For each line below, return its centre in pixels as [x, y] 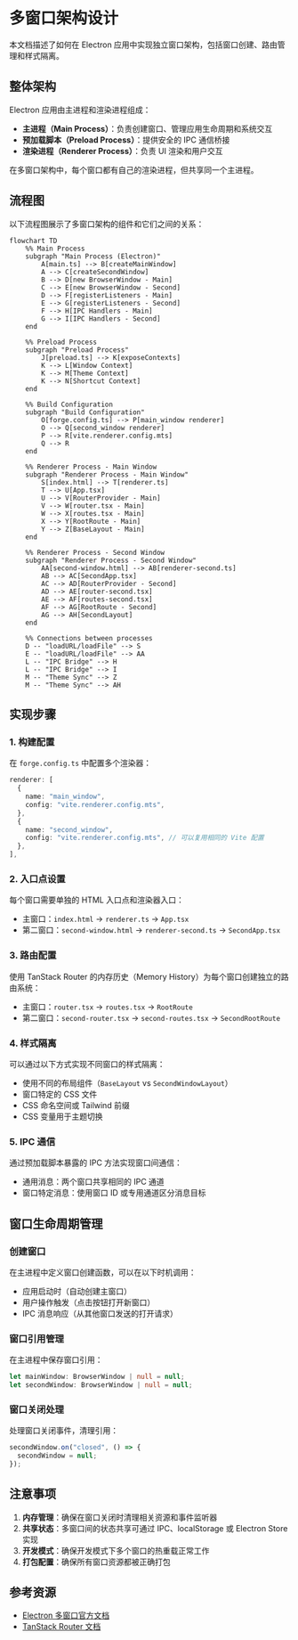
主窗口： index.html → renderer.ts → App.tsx [105, 919]
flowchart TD [33, 241]
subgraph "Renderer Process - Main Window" [107, 474]
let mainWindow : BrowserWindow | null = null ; [97, 1377]
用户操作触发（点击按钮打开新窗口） [89, 1302]
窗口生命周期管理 [56, 1224]
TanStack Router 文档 [61, 1627]
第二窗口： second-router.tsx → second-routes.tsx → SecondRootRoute [151, 1017]
